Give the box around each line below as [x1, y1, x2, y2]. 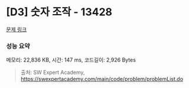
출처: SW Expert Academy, [20, 69, 85, 76]
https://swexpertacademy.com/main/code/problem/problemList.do [20, 76, 184, 83]
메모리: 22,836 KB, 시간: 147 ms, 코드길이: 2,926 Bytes [6, 56, 136, 63]
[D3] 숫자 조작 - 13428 [6, 5, 113, 19]
